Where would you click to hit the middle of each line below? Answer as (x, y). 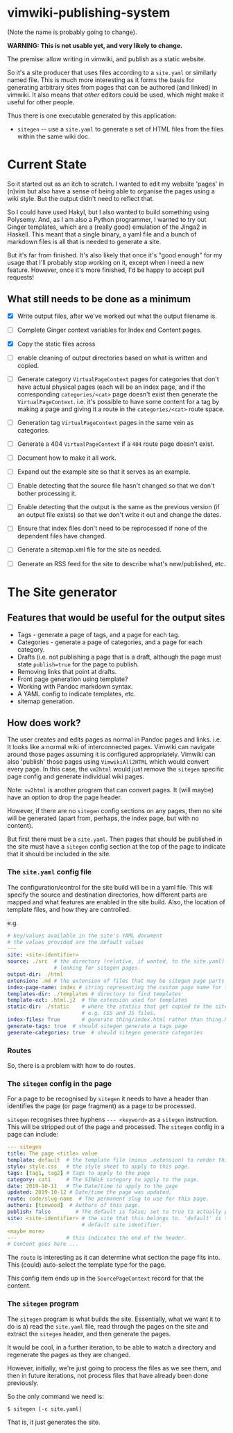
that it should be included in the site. (59, 854)
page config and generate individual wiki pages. (76, 776)
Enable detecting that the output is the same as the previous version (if (118, 507)
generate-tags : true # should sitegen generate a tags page (97, 1026)
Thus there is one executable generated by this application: (92, 115)
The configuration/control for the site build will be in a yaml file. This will (110, 887)
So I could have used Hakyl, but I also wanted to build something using (108, 212)
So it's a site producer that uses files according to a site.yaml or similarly (112, 72)
